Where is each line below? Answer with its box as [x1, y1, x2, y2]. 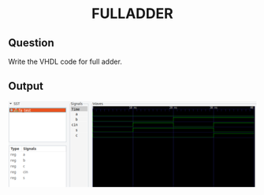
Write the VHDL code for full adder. [8, 57, 122, 66]
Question [8, 36, 54, 50]
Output [8, 79, 43, 93]
